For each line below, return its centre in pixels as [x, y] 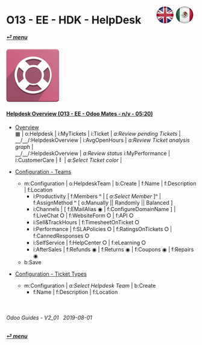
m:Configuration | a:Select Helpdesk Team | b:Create [90, 285]
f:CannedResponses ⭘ [61, 236]
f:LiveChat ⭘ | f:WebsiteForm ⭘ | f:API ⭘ [83, 215]
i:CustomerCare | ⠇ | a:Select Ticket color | [68, 160]
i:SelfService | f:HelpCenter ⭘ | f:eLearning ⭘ [89, 242]
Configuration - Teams [43, 171]
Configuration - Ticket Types [51, 274]
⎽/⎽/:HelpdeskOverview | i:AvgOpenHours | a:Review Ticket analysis [102, 140]
